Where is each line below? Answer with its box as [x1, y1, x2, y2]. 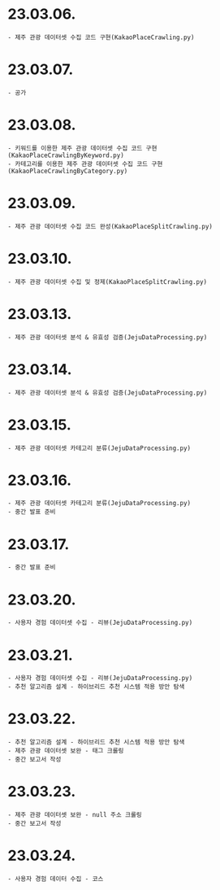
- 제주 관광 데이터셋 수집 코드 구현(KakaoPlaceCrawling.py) [7, 33, 195, 41]
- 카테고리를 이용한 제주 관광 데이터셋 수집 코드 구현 [7, 159, 163, 168]
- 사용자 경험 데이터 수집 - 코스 [7, 875, 104, 883]
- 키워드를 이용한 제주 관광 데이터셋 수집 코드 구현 [7, 144, 157, 152]
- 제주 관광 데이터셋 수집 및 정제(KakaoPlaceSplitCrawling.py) [7, 277, 208, 286]
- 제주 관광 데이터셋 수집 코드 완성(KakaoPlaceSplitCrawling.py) [7, 222, 213, 230]
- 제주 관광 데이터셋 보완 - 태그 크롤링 [7, 747, 124, 755]
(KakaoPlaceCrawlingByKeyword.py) [7, 151, 125, 159]
